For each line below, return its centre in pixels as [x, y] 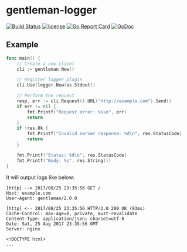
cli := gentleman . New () [46, 69]
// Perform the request [46, 96]
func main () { [23, 58]
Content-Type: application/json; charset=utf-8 [65, 219]
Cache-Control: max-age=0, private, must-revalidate [72, 213]
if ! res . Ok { [33, 128]
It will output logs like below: [40, 177]
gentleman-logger [51, 10]
